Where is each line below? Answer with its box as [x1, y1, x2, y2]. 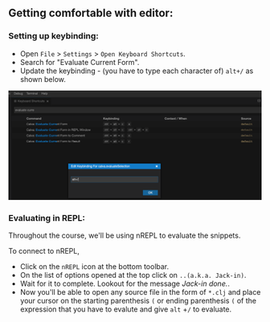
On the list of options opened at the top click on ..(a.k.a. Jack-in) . [19, 271, 247, 280]
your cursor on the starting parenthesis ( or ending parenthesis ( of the [19, 296, 257, 306]
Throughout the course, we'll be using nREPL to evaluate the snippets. [8, 230, 241, 240]
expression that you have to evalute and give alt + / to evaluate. [19, 304, 232, 314]
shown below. [19, 74, 66, 84]
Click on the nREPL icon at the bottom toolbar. [19, 262, 170, 271]
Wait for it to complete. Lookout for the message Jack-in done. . [19, 279, 231, 288]
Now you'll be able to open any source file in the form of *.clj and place [19, 287, 261, 297]
